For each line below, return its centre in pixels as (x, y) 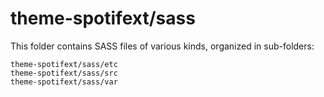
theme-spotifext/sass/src (64, 73)
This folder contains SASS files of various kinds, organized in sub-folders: (162, 46)
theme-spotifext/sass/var (64, 82)
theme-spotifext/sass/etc (64, 64)
